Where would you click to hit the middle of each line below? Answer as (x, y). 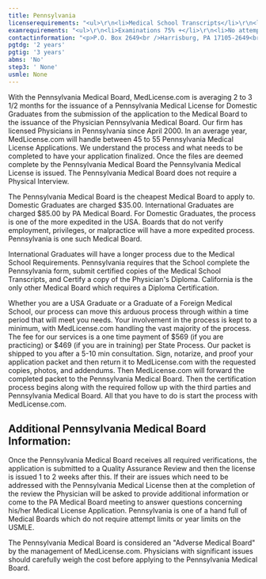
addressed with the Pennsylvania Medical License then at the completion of (132, 486)
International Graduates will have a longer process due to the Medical (122, 253)
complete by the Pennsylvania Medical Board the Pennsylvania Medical (125, 164)
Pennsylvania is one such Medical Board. (75, 238)
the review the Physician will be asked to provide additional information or (129, 494)
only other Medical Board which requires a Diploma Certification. (114, 288)
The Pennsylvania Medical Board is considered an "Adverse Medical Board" (132, 543)
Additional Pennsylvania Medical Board (107, 429)
